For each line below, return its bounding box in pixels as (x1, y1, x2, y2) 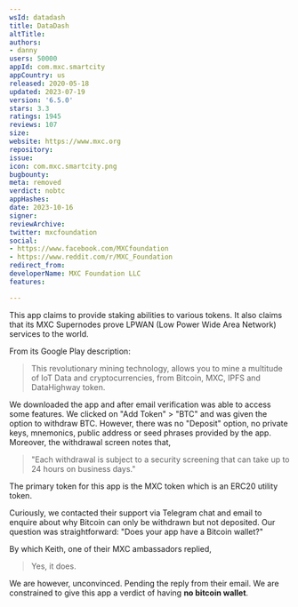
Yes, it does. (30, 561, 77, 571)
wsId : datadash (9, 12, 66, 22)
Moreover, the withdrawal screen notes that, (9, 436, 172, 447)
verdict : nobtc (9, 187, 66, 196)
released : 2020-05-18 (9, 79, 90, 88)
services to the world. (9, 328, 89, 339)
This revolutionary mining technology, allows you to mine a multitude (30, 363, 283, 373)
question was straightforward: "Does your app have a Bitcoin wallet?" (9, 526, 264, 537)
